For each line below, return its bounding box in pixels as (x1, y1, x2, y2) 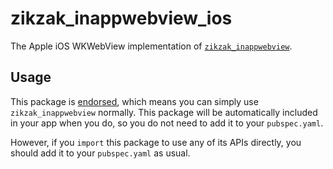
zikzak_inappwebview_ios (10, 7, 233, 30)
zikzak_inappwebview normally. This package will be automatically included (10, 106, 318, 118)
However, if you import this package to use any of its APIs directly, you (10, 136, 302, 148)
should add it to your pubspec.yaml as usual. (10, 147, 191, 159)
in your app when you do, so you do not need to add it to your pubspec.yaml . (10, 117, 324, 129)
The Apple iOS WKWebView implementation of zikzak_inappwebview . (10, 40, 293, 52)
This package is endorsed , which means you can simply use (10, 95, 259, 107)
